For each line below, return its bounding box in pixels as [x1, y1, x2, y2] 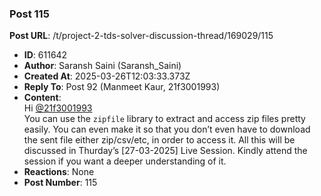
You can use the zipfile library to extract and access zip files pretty [23, 113, 306, 125]
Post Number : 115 [23, 177, 98, 189]
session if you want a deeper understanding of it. [23, 155, 227, 167]
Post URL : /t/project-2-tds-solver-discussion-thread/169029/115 [9, 30, 274, 42]
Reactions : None [23, 166, 95, 178]
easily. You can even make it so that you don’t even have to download [23, 123, 311, 136]
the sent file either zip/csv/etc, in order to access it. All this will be [23, 134, 296, 146]
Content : [23, 92, 62, 104]
